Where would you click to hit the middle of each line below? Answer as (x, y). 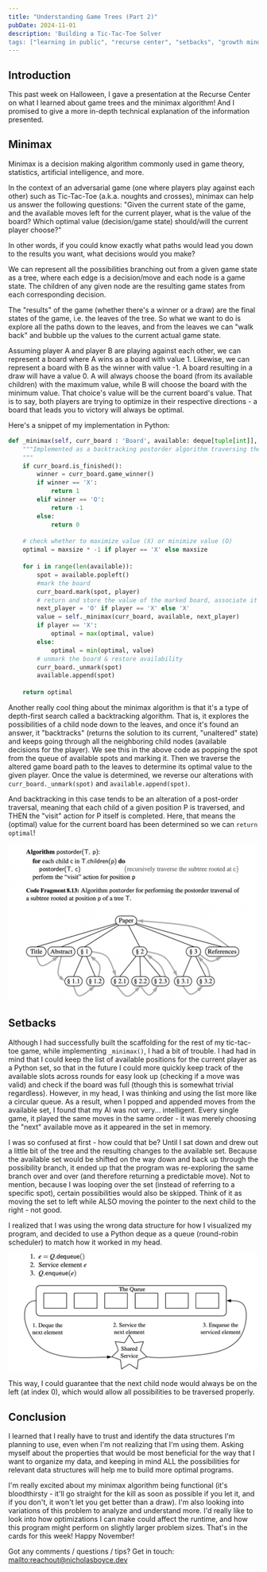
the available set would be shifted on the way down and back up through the (133, 1159)
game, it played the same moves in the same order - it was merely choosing (132, 1118)
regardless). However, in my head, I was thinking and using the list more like (132, 1093)
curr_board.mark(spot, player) (89, 592)
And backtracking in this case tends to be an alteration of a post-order (123, 799)
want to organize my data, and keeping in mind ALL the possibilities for (124, 1461)
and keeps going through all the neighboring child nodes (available (118, 741)
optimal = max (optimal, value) (103, 634)
